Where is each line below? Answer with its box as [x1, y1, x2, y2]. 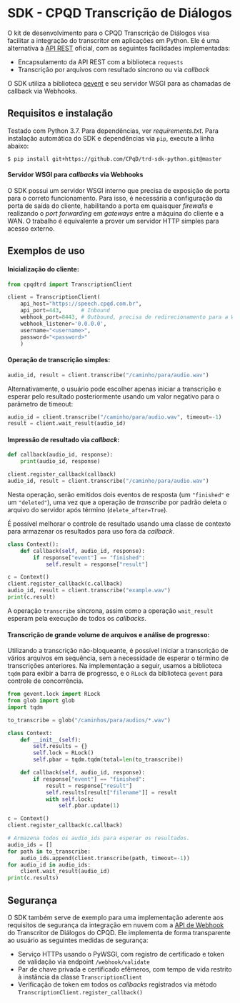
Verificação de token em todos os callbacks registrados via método [17, 980, 217, 989]
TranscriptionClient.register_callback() [17, 989, 143, 996]
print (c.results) [7, 874, 59, 882]
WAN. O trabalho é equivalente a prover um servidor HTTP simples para [7, 216, 219, 225]
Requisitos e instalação [7, 107, 114, 119]
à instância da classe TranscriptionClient [17, 972, 143, 981]
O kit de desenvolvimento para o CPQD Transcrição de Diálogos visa [7, 29, 210, 37]
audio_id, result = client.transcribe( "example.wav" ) [7, 587, 171, 594]
